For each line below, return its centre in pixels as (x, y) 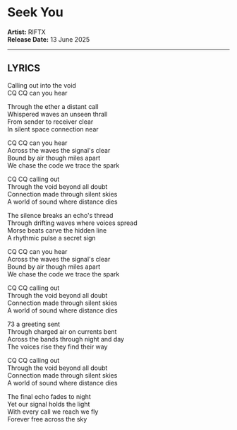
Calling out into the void (42, 85)
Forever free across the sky (47, 419)
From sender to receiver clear (50, 122)
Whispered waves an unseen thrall (57, 114)
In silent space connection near (53, 129)
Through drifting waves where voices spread (72, 223)
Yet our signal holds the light (49, 404)
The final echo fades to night (49, 396)
